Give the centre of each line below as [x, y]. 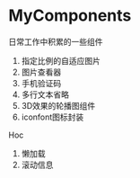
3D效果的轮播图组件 [58, 105]
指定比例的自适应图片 [61, 60]
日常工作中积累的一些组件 [56, 41]
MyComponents [70, 16]
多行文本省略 [45, 94]
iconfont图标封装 [52, 117]
